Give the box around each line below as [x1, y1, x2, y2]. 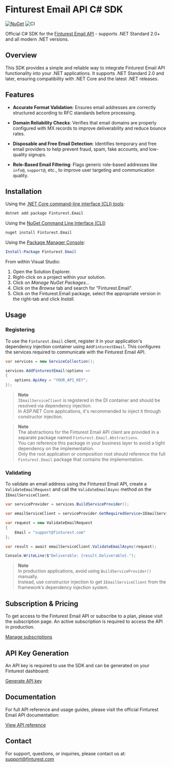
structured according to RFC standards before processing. [12, 110, 136, 116]
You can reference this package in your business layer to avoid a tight [17, 440, 165, 446]
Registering [5, 326, 35, 333]
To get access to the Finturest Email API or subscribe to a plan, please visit [5, 613, 163, 619]
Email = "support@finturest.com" [14, 530, 86, 535]
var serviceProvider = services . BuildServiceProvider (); [5, 502, 130, 507]
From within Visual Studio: [5, 259, 60, 264]
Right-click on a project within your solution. [12, 274, 106, 280]
